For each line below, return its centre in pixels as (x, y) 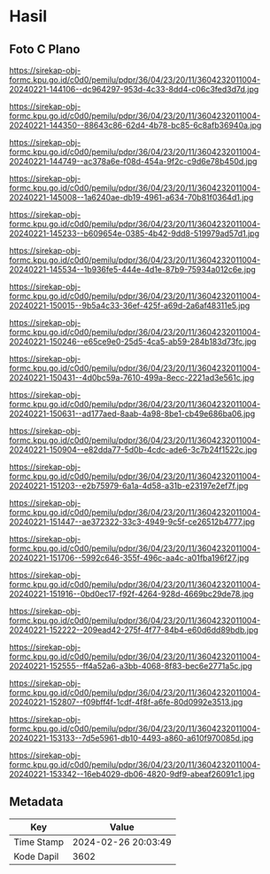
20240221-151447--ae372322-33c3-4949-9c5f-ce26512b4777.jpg (132, 522)
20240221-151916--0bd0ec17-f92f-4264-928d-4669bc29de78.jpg (131, 594)
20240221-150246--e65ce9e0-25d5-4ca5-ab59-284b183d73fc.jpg (133, 342)
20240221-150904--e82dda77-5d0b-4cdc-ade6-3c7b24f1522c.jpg (133, 449)
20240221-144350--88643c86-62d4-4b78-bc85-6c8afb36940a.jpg (135, 125)
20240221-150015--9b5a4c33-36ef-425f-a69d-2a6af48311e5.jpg (130, 305)
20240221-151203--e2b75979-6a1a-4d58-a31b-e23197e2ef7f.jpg (129, 486)
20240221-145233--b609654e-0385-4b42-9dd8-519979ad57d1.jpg (134, 233)
